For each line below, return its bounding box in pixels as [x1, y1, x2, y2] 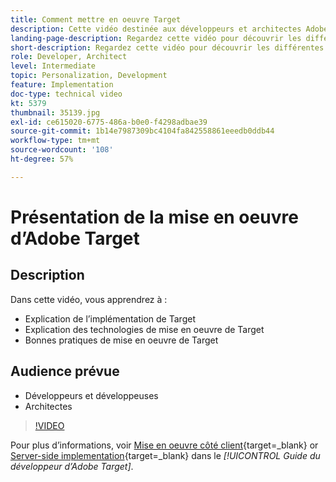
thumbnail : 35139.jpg [10, 107, 101, 118]
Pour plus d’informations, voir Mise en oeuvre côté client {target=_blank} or [10, 439, 319, 451]
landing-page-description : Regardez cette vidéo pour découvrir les [10, 33, 302, 43]
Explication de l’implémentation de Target [24, 312, 196, 325]
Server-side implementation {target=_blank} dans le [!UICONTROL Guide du [10, 449, 321, 461]
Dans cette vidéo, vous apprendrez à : [10, 293, 168, 305]
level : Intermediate [10, 61, 97, 71]
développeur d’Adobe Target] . [10, 460, 134, 472]
